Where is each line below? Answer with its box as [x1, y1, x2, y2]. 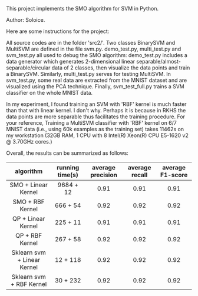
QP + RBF [15, 232, 42, 240]
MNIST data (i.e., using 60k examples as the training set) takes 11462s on [6, 126, 184, 132]
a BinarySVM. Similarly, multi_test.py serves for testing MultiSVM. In [6, 71, 171, 77]
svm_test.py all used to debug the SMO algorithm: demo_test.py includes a [6, 52, 187, 58]
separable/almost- [136, 58, 181, 65]
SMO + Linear [9, 181, 48, 189]
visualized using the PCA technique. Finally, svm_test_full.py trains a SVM [6, 83, 184, 90]
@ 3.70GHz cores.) [6, 138, 52, 145]
